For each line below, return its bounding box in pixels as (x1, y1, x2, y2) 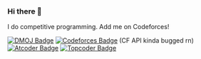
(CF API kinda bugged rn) (119, 36, 195, 45)
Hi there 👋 (7, 6, 43, 16)
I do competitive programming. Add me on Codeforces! (7, 23, 170, 31)
